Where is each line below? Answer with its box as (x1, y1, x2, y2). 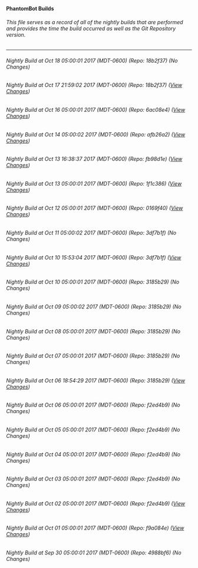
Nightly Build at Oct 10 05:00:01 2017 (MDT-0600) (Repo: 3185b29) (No (6, 278, 180, 285)
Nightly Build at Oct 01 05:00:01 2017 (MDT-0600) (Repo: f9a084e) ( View (6, 524, 184, 531)
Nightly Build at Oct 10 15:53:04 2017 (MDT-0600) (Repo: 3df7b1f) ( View (6, 254, 181, 261)
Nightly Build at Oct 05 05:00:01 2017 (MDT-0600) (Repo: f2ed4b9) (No (6, 426, 180, 433)
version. (6, 31, 26, 38)
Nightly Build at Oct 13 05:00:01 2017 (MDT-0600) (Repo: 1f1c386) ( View (6, 180, 182, 187)
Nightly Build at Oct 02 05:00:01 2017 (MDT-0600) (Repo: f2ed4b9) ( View (6, 499, 186, 507)
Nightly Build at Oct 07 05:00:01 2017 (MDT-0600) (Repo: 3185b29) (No (6, 352, 180, 359)
